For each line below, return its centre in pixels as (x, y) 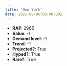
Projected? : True (29, 49)
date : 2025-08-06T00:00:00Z (34, 14)
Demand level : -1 (30, 38)
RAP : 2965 (23, 28)
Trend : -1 (21, 44)
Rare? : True (24, 59)
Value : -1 (21, 33)
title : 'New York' (24, 10)
